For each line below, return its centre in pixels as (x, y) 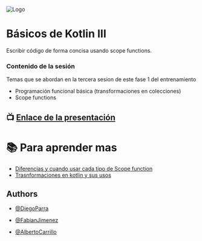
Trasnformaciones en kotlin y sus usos (63, 175)
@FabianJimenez (37, 220)
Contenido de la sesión (41, 66)
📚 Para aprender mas (62, 147)
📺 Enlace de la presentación (61, 117)
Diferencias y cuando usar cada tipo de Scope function (84, 168)
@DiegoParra (32, 208)
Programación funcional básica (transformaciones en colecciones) (98, 91)
